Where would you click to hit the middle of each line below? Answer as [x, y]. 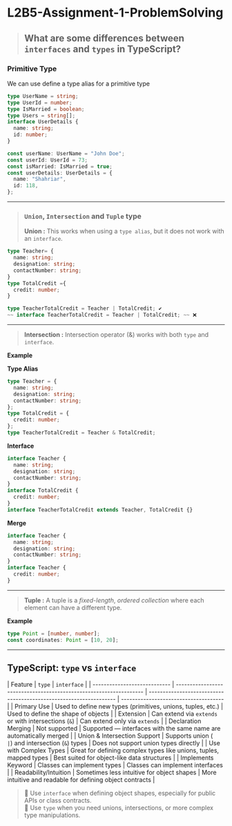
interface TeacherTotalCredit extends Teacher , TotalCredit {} [100, 510]
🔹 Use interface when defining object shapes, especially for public [120, 793]
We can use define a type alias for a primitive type [79, 83]
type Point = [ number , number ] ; [54, 633]
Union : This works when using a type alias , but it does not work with [124, 231]
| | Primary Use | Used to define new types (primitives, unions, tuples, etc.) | [115, 707]
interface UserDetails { [43, 122]
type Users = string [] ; [41, 115]
